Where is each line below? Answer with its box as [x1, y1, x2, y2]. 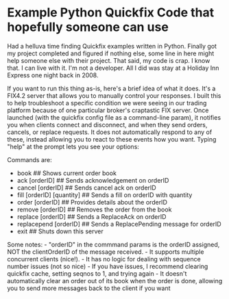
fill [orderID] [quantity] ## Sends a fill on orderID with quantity [16, 190, 193, 199]
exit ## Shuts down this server [16, 227, 104, 235]
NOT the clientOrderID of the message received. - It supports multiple [7, 248, 204, 256]
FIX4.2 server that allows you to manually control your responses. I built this [7, 91, 221, 100]
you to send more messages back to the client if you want [7, 284, 171, 292]
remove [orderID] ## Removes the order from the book [16, 205, 172, 213]
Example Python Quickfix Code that [7, 5, 215, 21]
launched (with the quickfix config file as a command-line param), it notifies [7, 113, 221, 121]
